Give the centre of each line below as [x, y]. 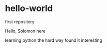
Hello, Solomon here [25, 31]
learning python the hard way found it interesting [54, 40]
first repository [20, 22]
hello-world [29, 8]
